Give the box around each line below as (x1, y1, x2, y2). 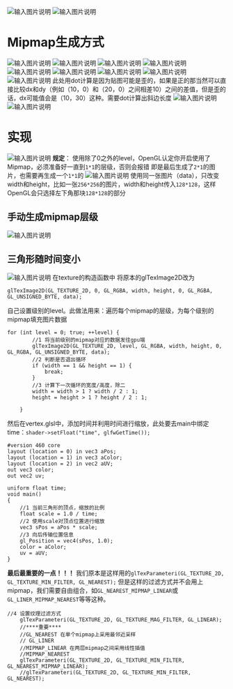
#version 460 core (7, 441, 61, 449)
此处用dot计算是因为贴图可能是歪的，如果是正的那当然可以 (51, 76, 220, 84)
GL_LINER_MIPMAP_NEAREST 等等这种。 (7, 595, 110, 603)
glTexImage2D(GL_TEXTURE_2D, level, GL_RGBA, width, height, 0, (32, 342, 223, 349)
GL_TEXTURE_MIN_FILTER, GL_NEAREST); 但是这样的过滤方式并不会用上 (7, 577, 204, 586)
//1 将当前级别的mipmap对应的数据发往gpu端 (32, 336, 145, 343)
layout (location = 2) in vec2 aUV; (7, 460, 113, 467)
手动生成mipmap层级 (7, 211, 99, 223)
